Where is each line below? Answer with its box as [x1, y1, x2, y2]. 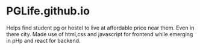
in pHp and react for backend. [6, 37, 81, 44]
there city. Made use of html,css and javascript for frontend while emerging [6, 30, 193, 37]
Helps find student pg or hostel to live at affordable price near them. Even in [6, 24, 195, 31]
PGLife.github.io [6, 4, 90, 18]
